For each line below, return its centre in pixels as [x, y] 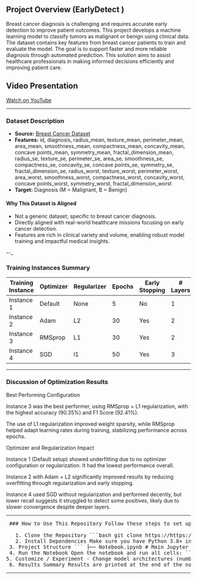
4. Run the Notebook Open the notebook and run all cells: [96, 553]
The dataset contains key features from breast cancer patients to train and [96, 42]
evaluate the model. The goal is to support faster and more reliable [86, 49]
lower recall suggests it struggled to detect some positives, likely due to [93, 500]
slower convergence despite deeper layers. [58, 507]
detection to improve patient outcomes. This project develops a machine [94, 30]
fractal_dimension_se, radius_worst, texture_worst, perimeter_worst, [96, 171]
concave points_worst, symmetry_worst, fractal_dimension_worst [93, 183]
